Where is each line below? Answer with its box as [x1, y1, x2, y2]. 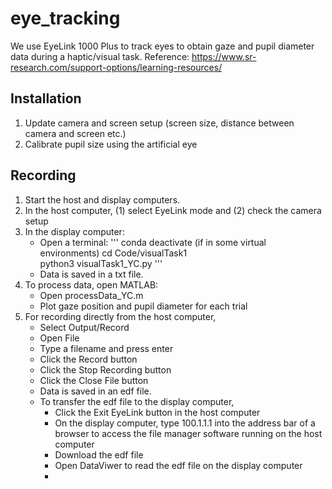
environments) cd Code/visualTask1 [39, 247, 188, 259]
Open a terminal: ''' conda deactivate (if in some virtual [39, 236, 267, 248]
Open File [39, 332, 80, 344]
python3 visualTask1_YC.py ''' [39, 257, 163, 269]
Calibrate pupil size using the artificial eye [24, 138, 198, 150]
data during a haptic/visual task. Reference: [10, 50, 190, 62]
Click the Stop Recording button [39, 363, 172, 376]
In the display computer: [24, 225, 125, 237]
